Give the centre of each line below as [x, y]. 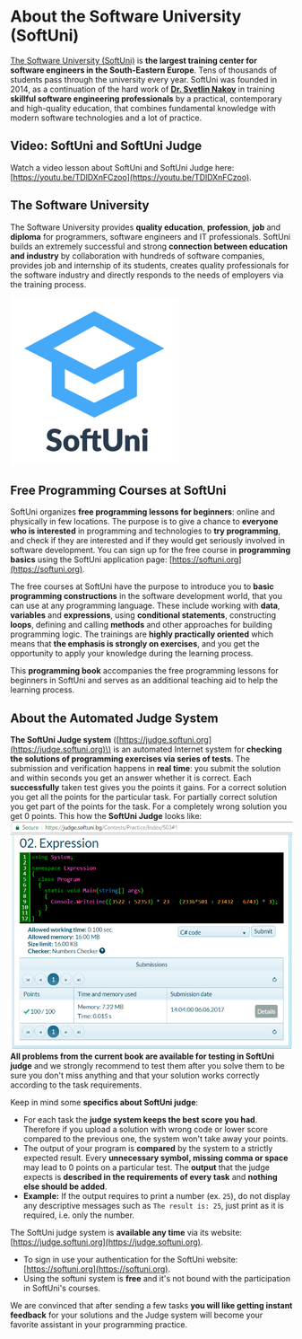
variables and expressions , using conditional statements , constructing [143, 615]
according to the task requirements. [76, 1085]
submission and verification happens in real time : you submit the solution [146, 769]
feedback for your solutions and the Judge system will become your [137, 1315]
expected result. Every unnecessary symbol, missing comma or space [155, 1158]
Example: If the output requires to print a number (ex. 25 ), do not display [156, 1196]
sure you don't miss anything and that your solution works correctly [135, 1076]
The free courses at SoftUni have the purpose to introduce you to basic [142, 586]
